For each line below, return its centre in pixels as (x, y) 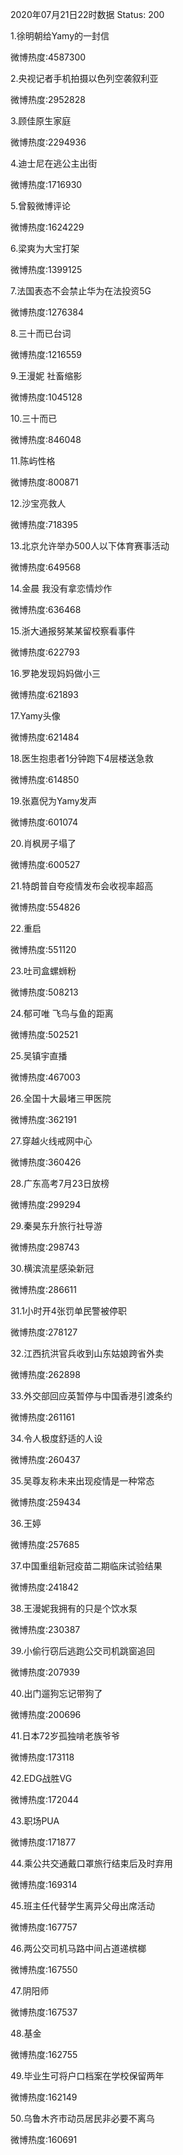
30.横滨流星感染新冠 (52, 1268)
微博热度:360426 (46, 1162)
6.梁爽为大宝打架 (45, 248)
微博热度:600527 (45, 864)
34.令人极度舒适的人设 (56, 1438)
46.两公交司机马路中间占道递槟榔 (78, 1948)
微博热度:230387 (45, 1629)
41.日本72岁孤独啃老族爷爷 (65, 1736)
